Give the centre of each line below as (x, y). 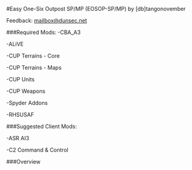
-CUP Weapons (26, 91)
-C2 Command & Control (37, 150)
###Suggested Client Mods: (42, 126)
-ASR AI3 (18, 138)
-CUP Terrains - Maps (34, 67)
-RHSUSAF (20, 114)
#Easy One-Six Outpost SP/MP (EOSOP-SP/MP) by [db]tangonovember (96, 9)
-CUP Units (20, 79)
